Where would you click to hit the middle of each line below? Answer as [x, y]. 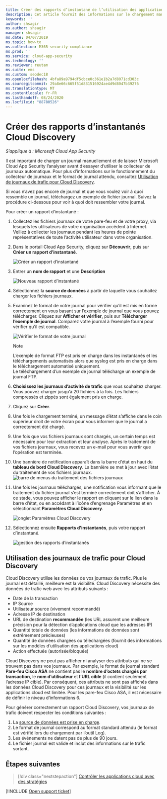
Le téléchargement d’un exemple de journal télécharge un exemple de [84, 371]
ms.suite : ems [20, 70]
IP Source [23, 603]
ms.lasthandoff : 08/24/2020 [35, 97]
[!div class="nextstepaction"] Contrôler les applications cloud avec [86, 776]
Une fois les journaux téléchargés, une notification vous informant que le [87, 487]
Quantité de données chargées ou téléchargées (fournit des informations [87, 640]
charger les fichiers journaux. [43, 296]
